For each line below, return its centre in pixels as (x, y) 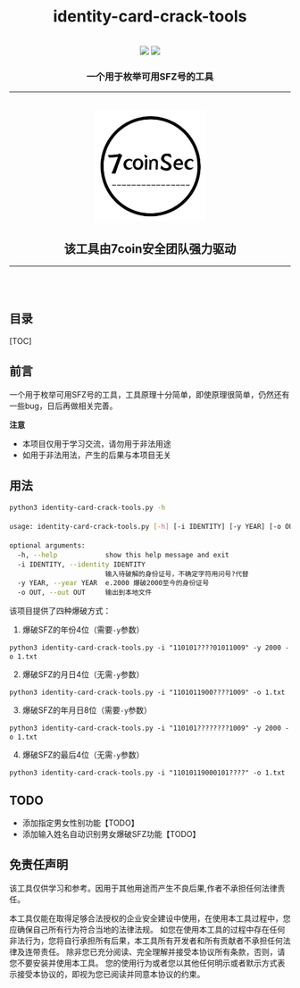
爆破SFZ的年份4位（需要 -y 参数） (83, 630)
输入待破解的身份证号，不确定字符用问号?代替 (177, 574)
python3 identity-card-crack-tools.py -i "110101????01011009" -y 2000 (145, 648)
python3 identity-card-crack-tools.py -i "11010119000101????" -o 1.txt (147, 773)
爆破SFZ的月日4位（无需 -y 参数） (83, 674)
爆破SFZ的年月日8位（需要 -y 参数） (87, 710)
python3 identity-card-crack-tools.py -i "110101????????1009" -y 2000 (145, 728)
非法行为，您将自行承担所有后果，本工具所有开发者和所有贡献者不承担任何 (146, 941)
